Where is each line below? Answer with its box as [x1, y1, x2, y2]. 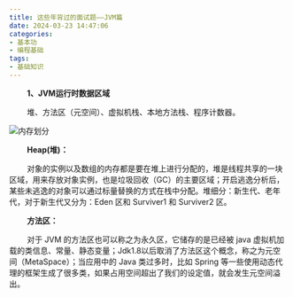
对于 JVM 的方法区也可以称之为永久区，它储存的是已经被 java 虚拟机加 [26, 234, 285, 245]
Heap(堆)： [26, 144, 69, 155]
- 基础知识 [9, 63, 44, 72]
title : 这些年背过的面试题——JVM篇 [9, 12, 123, 22]
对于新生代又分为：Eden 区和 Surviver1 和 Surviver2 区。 [24, 196, 232, 207]
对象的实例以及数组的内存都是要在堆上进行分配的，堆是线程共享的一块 [26, 163, 283, 174]
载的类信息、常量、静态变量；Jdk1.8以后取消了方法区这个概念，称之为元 [9, 245, 274, 255]
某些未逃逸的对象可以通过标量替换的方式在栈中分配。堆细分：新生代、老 [9, 185, 273, 196]
